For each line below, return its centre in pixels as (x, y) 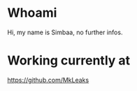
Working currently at (69, 61)
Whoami (32, 13)
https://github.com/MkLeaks (48, 80)
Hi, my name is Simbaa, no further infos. (65, 32)
